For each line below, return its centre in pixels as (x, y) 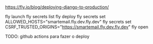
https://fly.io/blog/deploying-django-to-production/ (57, 7)
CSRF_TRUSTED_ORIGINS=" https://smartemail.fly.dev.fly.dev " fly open (77, 27)
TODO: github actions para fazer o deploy (47, 36)
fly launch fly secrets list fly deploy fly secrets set (55, 16)
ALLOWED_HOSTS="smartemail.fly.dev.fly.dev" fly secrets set (68, 22)
